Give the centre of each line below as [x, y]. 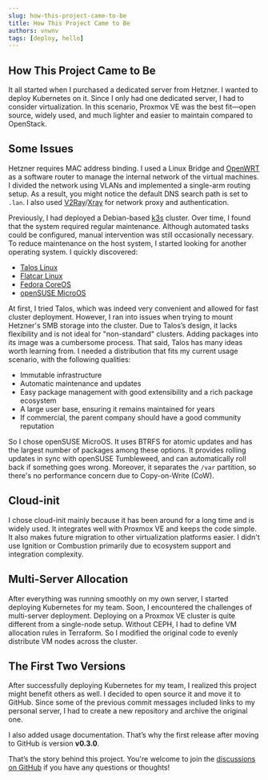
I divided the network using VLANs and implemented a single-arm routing [129, 185]
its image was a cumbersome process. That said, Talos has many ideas [126, 342]
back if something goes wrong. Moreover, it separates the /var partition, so [132, 467]
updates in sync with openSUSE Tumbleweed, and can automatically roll [127, 458]
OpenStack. [28, 124]
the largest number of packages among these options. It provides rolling [127, 450]
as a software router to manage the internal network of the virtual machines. [134, 176]
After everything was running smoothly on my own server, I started [118, 598]
